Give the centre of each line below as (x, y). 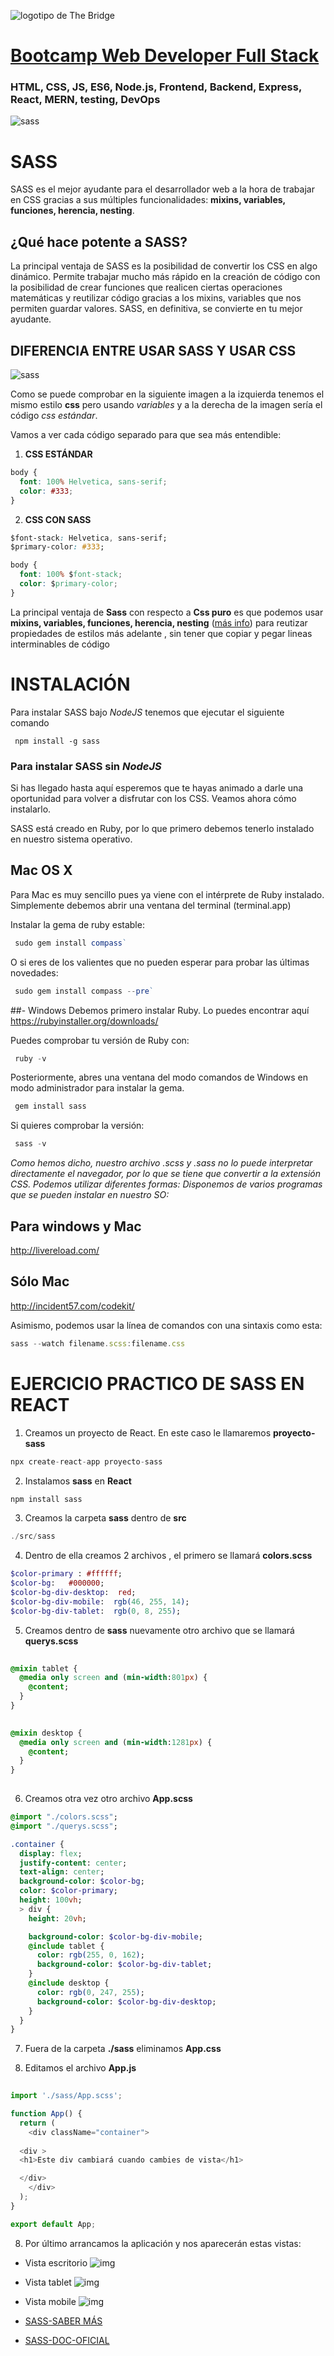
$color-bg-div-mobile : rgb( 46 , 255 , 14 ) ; (100, 1601)
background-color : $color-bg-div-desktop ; (126, 2001)
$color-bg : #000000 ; (57, 1583)
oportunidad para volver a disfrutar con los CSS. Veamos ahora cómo (153, 799)
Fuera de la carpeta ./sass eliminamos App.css (123, 2049)
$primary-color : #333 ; (57, 547)
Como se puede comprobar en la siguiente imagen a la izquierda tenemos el (167, 394)
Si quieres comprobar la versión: (77, 1126)
